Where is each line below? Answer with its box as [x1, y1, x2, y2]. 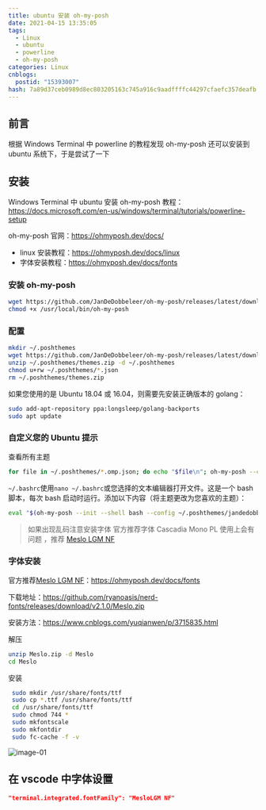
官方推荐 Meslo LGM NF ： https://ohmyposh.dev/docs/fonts [8, 575, 200, 585]
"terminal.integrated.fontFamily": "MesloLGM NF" [8, 794, 176, 802]
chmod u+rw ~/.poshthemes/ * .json [8, 366, 119, 374]
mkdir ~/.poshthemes [8, 344, 77, 352]
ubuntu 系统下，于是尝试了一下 [8, 149, 110, 159]
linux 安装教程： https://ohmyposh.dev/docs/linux [19, 248, 180, 257]
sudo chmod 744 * [11, 711, 69, 719]
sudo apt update [8, 412, 62, 420]
